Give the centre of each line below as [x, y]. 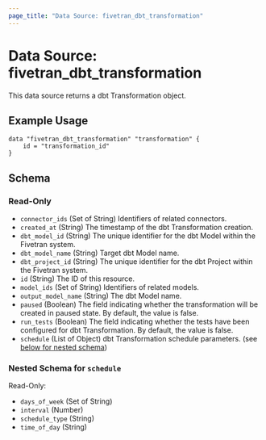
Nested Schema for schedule [65, 368]
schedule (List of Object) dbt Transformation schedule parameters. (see [139, 339]
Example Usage [48, 121]
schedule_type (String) [57, 419]
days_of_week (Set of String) [66, 401]
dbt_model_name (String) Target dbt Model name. [100, 253]
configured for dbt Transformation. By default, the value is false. [127, 330]
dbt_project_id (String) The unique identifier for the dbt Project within [136, 262]
